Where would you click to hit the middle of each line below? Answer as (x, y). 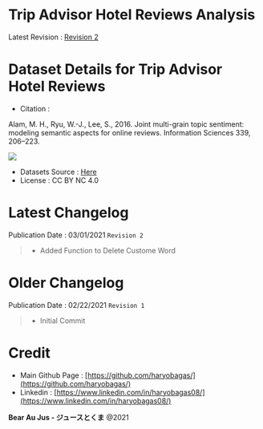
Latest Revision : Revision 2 (53, 37)
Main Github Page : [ (54, 375)
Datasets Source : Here (59, 172)
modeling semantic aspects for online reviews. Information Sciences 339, (129, 132)
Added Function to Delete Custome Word (108, 250)
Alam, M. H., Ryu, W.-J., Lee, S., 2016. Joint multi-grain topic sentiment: (126, 124)
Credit (29, 352)
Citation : (35, 108)
